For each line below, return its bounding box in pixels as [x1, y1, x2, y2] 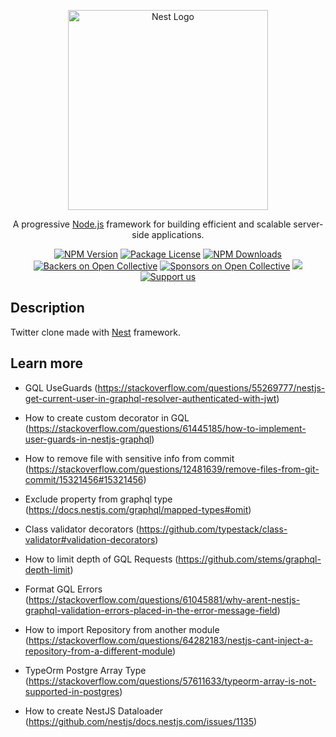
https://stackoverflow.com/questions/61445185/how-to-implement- [28, 422, 307, 434]
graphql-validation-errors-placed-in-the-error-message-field [24, 604, 278, 616]
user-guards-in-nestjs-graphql [24, 433, 152, 445]
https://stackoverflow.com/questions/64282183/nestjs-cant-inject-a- [28, 634, 313, 646]
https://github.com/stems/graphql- [178, 553, 322, 565]
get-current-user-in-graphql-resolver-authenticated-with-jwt [24, 392, 277, 404]
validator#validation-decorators [24, 533, 156, 545]
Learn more [10, 355, 84, 372]
